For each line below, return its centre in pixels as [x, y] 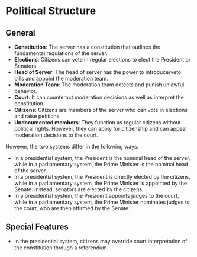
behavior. [25, 91]
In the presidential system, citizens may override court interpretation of [101, 241]
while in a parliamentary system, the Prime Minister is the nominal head [101, 164]
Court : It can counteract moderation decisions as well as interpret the [99, 97]
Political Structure [51, 11]
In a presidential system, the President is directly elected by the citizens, [102, 177]
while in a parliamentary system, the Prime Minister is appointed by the [101, 183]
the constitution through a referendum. [61, 248]
